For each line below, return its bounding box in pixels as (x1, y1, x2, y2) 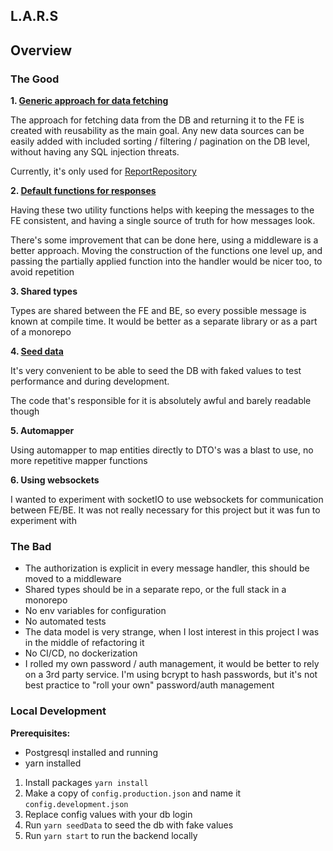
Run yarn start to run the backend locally (24, 829, 198, 841)
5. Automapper (10, 425, 75, 437)
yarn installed (24, 757, 82, 769)
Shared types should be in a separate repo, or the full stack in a (24, 584, 287, 596)
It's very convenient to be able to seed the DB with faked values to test (10, 365, 302, 377)
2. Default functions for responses (10, 185, 157, 197)
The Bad (10, 540, 52, 553)
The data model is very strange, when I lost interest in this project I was (24, 626, 320, 638)
